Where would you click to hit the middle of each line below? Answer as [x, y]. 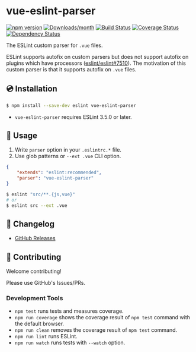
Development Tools [35, 298]
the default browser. [39, 324]
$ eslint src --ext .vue [37, 205]
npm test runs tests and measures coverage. [69, 311]
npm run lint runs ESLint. [46, 337]
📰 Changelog [30, 224]
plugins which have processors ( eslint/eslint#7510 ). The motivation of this [96, 63]
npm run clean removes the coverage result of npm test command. [96, 330]
